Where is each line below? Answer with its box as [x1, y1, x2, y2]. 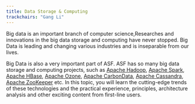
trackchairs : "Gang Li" [6, 14, 65, 20]
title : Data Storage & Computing [6, 8, 88, 15]
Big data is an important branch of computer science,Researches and [6, 30, 174, 37]
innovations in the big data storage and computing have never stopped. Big [6, 36, 188, 43]
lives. [6, 48, 19, 56]
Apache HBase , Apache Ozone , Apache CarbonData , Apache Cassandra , [6, 72, 184, 79]
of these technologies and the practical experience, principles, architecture [6, 85, 188, 92]
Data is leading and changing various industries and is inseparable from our [6, 42, 189, 50]
